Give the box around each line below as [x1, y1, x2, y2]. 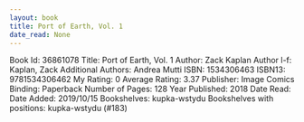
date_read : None [9, 30, 71, 39]
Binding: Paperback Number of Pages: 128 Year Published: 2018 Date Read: [9, 83, 291, 95]
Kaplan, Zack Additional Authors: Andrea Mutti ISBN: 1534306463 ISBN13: [9, 64, 286, 75]
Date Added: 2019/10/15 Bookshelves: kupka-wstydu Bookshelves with [9, 93, 274, 104]
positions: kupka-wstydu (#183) [9, 103, 128, 114]
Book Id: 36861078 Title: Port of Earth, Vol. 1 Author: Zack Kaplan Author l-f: [9, 55, 292, 66]
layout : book [9, 13, 59, 23]
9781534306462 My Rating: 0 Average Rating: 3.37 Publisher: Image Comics [9, 74, 295, 85]
